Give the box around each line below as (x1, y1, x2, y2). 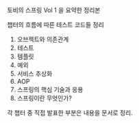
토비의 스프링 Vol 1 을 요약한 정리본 (7, 6, 101, 14)
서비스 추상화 (16, 69, 53, 78)
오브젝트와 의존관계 (16, 35, 69, 43)
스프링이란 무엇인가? (16, 94, 72, 102)
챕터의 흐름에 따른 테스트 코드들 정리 (7, 21, 104, 29)
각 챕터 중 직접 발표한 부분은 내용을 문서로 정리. (7, 109, 134, 117)
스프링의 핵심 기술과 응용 (16, 85, 84, 93)
